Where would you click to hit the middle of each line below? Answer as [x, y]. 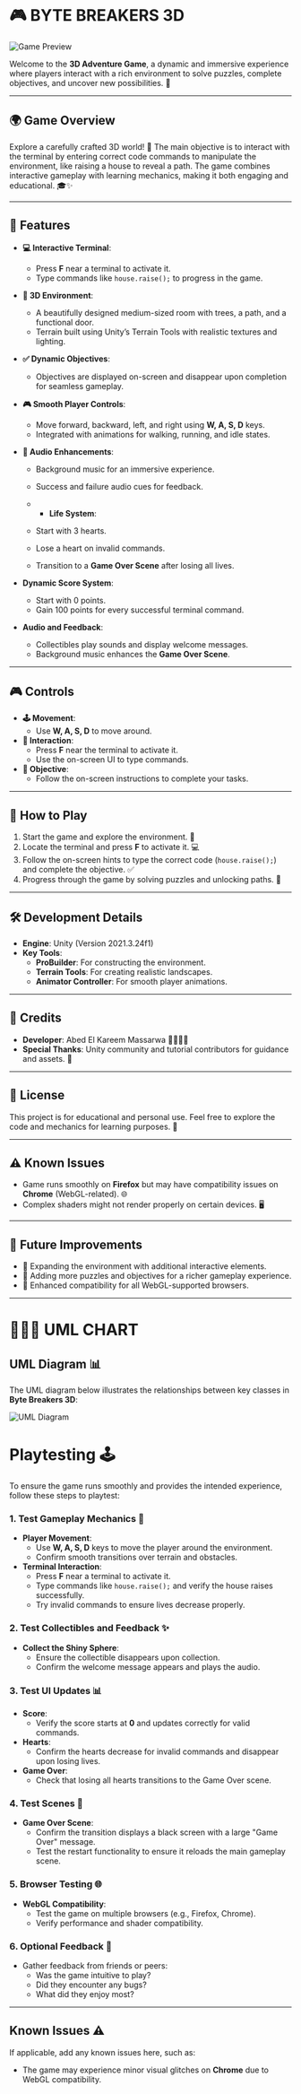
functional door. [64, 322]
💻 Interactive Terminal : [67, 248]
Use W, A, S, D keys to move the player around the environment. [154, 1548]
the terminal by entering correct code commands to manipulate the [133, 156]
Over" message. [65, 1842]
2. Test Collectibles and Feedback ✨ [90, 1629]
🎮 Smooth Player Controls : [74, 404]
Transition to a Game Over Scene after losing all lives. [135, 565]
